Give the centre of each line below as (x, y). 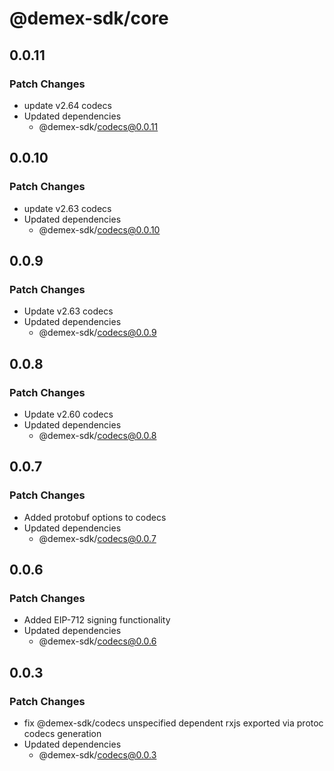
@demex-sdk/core (89, 18)
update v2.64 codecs (67, 105)
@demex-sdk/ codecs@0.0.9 (97, 333)
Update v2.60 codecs (68, 414)
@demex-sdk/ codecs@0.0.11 (98, 126)
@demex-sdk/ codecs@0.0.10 (99, 229)
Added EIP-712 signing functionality (97, 620)
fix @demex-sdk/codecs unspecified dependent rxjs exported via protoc (173, 723)
